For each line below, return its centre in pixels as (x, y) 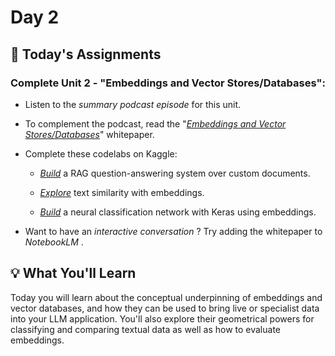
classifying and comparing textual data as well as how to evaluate (145, 329)
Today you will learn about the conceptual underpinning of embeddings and (166, 297)
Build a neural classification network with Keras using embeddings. (178, 212)
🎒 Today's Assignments (86, 54)
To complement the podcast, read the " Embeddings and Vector (155, 123)
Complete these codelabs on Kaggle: (101, 153)
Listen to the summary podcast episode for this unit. (133, 104)
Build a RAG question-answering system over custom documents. (175, 173)
